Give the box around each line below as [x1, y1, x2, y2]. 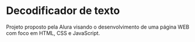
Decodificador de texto [6, 4, 120, 17]
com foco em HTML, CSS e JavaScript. [6, 29, 100, 36]
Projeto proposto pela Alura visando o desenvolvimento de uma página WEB [6, 23, 190, 30]
